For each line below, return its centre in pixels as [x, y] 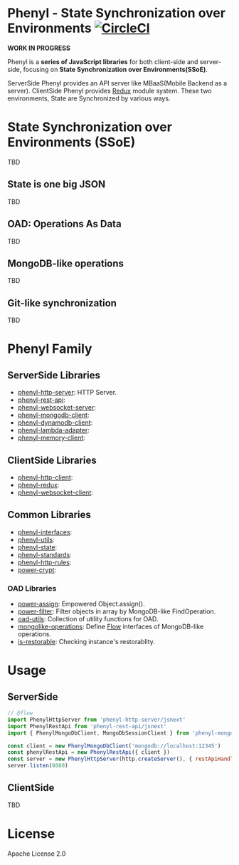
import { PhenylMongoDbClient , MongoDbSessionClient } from [99, 733]
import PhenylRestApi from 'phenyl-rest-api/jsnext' [87, 726]
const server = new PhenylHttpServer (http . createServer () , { [100, 759]
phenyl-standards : [45, 554]
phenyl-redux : [38, 485]
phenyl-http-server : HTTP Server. [67, 393]
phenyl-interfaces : [45, 532]
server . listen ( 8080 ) [38, 766]
